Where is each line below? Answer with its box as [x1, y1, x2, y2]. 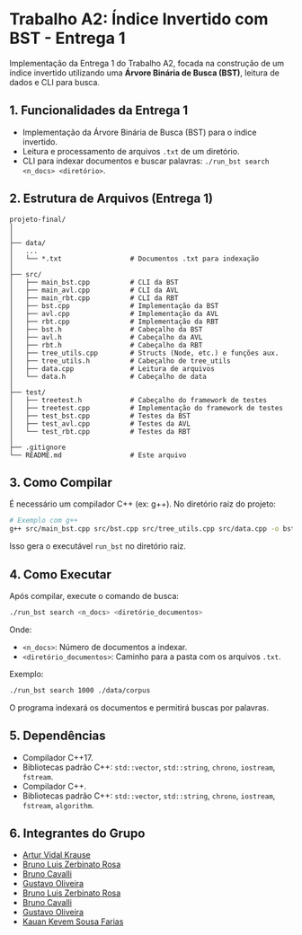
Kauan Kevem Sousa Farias [22, 916, 124, 927]
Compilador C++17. [22, 752, 93, 763]
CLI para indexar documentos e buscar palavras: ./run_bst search [22, 155, 270, 166]
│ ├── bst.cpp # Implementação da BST [9, 301, 219, 310]
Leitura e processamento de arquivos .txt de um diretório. [22, 146, 240, 156]
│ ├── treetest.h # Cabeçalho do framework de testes [9, 395, 268, 404]
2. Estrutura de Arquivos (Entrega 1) [9, 191, 214, 207]
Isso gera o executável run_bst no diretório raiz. [9, 541, 187, 551]
